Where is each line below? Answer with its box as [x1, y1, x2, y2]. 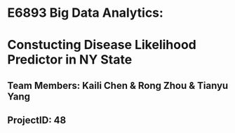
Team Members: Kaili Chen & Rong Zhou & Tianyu [7, 79, 229, 92]
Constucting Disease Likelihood [7, 37, 196, 53]
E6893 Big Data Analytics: [7, 5, 163, 21]
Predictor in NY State [7, 52, 133, 68]
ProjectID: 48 [7, 114, 67, 127]
